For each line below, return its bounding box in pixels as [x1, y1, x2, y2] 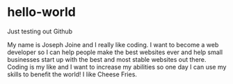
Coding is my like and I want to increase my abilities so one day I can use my [7, 62, 227, 71]
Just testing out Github [7, 27, 73, 35]
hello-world [7, 4, 77, 20]
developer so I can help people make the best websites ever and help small [7, 48, 223, 56]
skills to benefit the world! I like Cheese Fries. [7, 70, 138, 78]
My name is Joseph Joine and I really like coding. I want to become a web [7, 40, 219, 49]
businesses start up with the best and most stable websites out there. [7, 55, 207, 63]
